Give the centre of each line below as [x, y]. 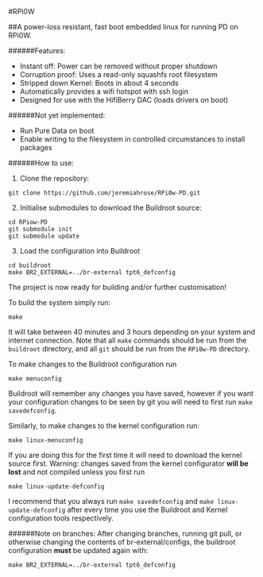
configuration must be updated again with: [78, 550]
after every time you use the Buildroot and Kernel [147, 509]
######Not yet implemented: [57, 115]
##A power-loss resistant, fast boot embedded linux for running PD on [123, 27]
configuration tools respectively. [61, 518]
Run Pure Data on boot [57, 131]
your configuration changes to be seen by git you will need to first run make [130, 402]
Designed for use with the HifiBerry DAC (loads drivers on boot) [124, 100]
